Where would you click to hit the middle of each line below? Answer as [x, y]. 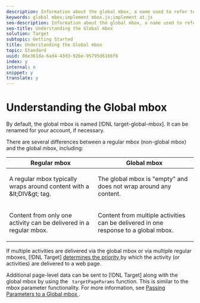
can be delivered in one [131, 223]
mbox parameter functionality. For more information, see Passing [86, 288]
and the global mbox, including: [45, 148]
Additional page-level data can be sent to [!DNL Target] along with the [92, 275]
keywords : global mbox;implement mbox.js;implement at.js [79, 17]
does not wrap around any [135, 186]
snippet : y [20, 73]
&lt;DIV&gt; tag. [30, 194]
